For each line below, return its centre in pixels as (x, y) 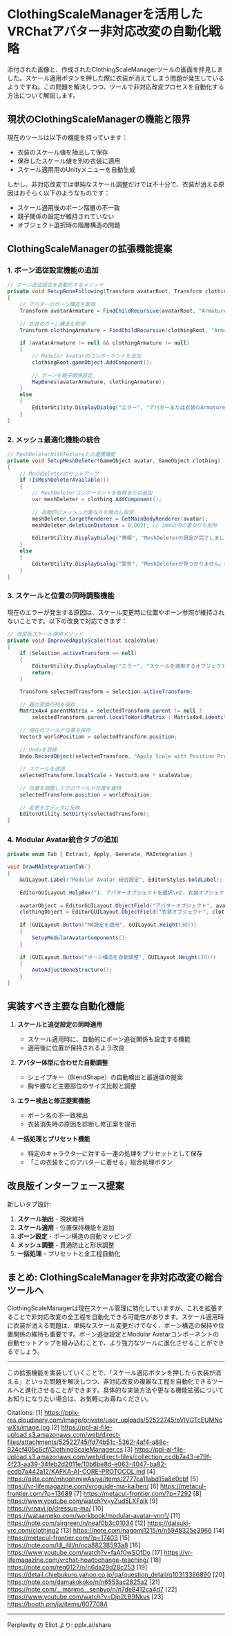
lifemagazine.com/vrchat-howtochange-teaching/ (78, 1560)
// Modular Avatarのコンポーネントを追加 (87, 356)
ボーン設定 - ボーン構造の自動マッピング (75, 1236)
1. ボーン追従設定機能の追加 (53, 270)
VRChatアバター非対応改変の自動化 (108, 32)
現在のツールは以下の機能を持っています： (68, 137)
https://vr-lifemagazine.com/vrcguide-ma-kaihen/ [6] (83, 1486)
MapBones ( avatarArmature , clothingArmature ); (99, 382)
